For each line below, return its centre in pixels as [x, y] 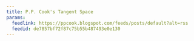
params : [16, 17]
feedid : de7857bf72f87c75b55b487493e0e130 [66, 29]
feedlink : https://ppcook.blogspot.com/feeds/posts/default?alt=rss [100, 23]
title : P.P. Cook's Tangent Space [50, 12]
